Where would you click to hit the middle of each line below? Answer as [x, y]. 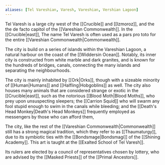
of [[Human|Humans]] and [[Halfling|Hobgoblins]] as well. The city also [78, 85]
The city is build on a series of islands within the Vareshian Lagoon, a [76, 49]
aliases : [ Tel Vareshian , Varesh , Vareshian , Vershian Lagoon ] [72, 10]
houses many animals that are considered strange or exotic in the [72, 90]
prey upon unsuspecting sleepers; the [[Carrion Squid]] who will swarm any [82, 101]
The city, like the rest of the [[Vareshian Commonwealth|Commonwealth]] [81, 126]
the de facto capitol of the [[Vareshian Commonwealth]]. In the [69, 29]
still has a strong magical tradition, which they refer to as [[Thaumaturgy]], [81, 131]
